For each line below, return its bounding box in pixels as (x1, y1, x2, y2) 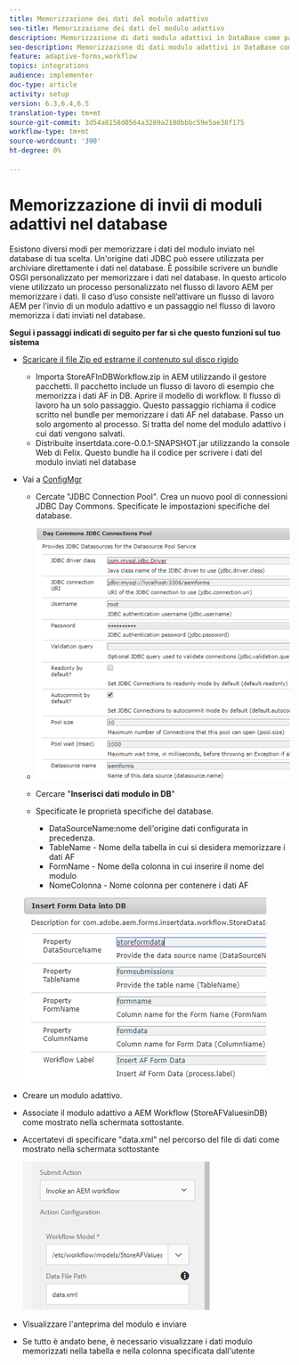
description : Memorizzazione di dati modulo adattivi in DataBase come (9, 33, 280, 42)
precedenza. (48, 832, 95, 843)
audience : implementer (9, 71, 93, 80)
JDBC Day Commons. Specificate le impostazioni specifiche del (35, 500, 270, 511)
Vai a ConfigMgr (21, 474, 83, 484)
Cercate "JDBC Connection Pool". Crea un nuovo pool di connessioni (35, 491, 287, 501)
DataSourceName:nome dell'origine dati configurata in (48, 823, 249, 833)
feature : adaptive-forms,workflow (9, 52, 138, 62)
